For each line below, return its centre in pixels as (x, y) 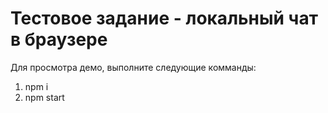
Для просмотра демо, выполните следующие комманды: (133, 67)
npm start (44, 97)
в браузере (59, 39)
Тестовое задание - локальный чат (164, 18)
